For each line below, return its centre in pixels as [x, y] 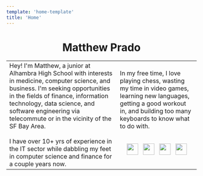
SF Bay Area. [28, 126]
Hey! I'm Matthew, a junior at [50, 66]
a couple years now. [38, 164]
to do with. [135, 126]
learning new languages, [155, 96]
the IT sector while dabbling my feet [60, 149]
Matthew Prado [101, 47]
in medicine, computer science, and [60, 81]
